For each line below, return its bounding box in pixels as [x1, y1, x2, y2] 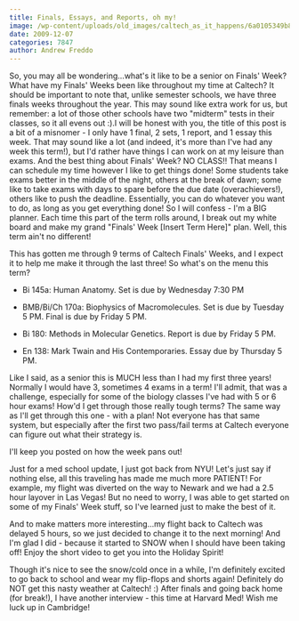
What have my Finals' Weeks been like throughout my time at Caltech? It [9, 80, 274, 91]
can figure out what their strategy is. [9, 429, 142, 440]
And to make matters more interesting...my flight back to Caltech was [9, 519, 263, 529]
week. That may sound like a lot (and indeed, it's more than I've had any [9, 137, 273, 148]
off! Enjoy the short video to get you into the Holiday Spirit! [9, 547, 224, 558]
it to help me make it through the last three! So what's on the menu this [9, 258, 269, 269]
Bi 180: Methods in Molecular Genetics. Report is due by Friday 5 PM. [21, 328, 276, 339]
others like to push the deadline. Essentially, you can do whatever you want [9, 193, 286, 205]
